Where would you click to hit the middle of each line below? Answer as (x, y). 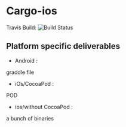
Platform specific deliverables (63, 46)
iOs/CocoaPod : (34, 83)
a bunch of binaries (30, 118)
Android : (26, 60)
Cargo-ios (32, 11)
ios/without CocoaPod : (44, 107)
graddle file (20, 72)
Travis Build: (21, 27)
